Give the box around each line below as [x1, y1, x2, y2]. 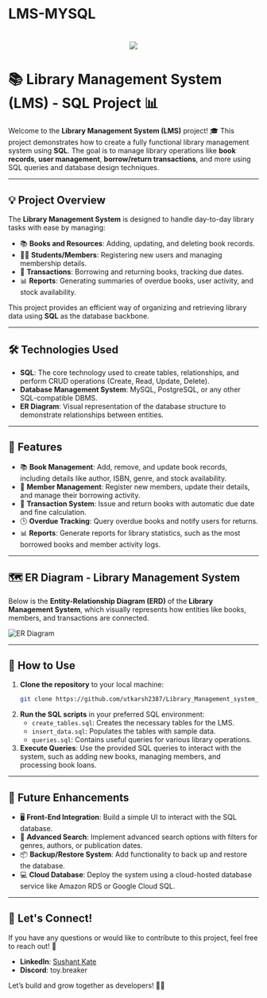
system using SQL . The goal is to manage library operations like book [8, 146, 236, 156]
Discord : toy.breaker [19, 965, 87, 974]
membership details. [19, 259, 87, 269]
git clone [19, 695, 53, 703]
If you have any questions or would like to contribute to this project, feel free [8, 933, 258, 942]
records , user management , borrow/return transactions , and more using [8, 154, 252, 164]
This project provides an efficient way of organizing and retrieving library [8, 303, 247, 312]
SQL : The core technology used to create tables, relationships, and [19, 367, 240, 377]
